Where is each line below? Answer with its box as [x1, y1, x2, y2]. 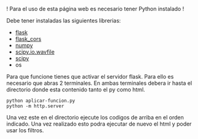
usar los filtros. [6, 127, 44, 134]
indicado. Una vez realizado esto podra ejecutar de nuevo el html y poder [6, 120, 192, 127]
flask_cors [15, 35, 42, 42]
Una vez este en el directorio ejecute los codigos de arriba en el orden [6, 114, 184, 121]
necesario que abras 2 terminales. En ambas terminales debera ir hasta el [6, 79, 192, 87]
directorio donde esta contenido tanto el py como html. [6, 86, 145, 93]
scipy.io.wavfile [15, 48, 55, 55]
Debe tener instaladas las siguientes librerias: [6, 17, 121, 24]
